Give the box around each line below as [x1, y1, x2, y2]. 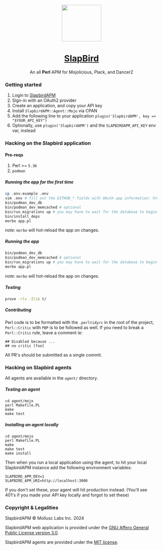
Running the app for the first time [5, 179, 74, 185]
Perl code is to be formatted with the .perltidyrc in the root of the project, [5, 319, 154, 325]
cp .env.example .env [5, 191, 49, 196]
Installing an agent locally [5, 421, 59, 427]
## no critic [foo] [5, 343, 45, 348]
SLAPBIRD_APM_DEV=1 [5, 474, 45, 479]
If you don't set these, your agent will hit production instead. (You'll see [5, 487, 147, 493]
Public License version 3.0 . [5, 530, 59, 536]
